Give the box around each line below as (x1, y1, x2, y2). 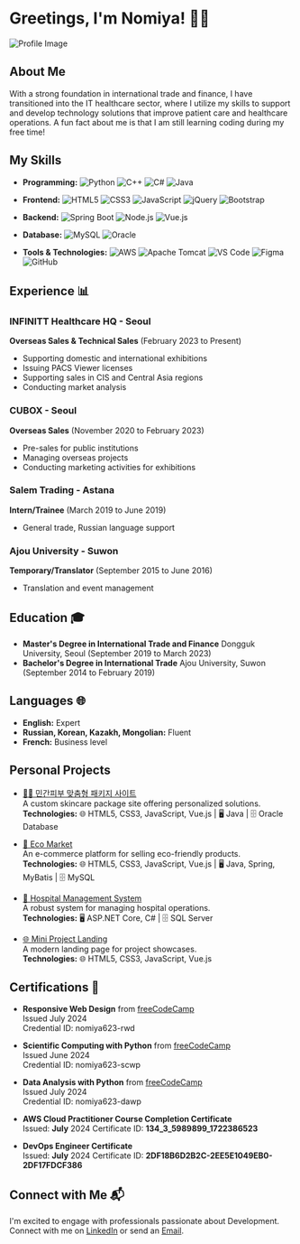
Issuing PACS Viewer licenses (22, 363, 133, 374)
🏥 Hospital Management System (22, 893, 142, 904)
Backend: (22, 211, 59, 222)
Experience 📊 (9, 283, 90, 299)
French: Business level (22, 736, 108, 747)
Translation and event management (22, 582, 155, 594)
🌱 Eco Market (22, 839, 73, 849)
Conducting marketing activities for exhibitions (22, 461, 196, 472)
